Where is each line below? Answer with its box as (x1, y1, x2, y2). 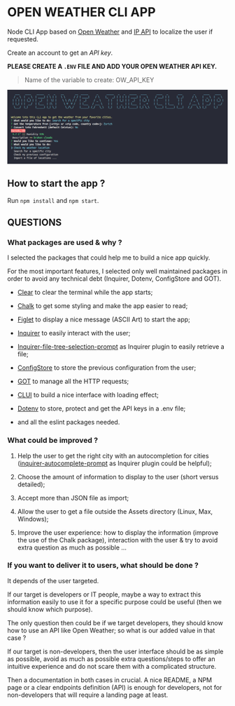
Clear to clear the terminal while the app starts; (17, 288, 153, 297)
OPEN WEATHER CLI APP (7, 4, 156, 20)
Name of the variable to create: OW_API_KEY (24, 75, 155, 84)
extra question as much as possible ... (17, 543, 127, 552)
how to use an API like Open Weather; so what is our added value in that (7, 626, 215, 634)
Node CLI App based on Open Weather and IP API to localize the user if (7, 27, 213, 36)
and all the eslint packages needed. (17, 418, 120, 427)
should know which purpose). (7, 605, 93, 613)
